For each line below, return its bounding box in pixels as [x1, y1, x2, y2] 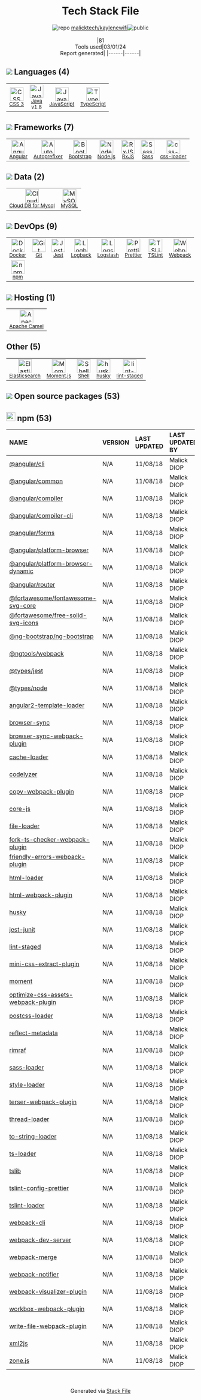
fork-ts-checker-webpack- [9, 836, 90, 844]
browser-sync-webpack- [9, 732, 84, 740]
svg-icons [9, 619, 39, 627]
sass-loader [9, 1063, 44, 1072]
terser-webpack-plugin [9, 1098, 77, 1106]
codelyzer [9, 770, 38, 779]
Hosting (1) [14, 292, 56, 302]
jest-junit [9, 926, 36, 934]
